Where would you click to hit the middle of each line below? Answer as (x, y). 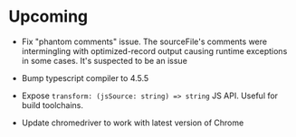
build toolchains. (52, 105)
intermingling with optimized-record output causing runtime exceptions (154, 50)
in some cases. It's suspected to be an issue (104, 60)
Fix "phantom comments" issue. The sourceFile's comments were (144, 41)
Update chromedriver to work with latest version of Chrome (133, 123)
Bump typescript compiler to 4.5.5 (85, 78)
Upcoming (48, 17)
